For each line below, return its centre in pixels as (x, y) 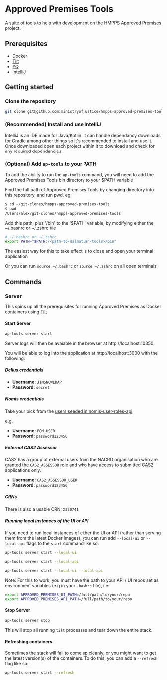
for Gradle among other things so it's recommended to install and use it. (79, 141)
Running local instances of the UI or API (47, 521)
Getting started (29, 87)
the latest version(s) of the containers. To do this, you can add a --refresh (81, 658)
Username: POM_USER (34, 430)
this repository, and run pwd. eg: (39, 195)
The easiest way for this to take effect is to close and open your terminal (79, 251)
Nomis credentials (25, 399)
